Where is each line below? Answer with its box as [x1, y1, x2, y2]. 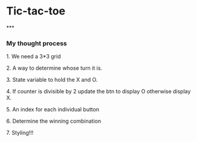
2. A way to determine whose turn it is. [6, 64, 103, 72]
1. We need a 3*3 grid [6, 53, 61, 60]
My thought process [6, 39, 68, 48]
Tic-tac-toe [6, 4, 65, 18]
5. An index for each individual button [6, 106, 100, 113]
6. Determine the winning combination [6, 117, 102, 125]
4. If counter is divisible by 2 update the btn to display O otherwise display [6, 88, 191, 95]
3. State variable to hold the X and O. [6, 76, 98, 84]
